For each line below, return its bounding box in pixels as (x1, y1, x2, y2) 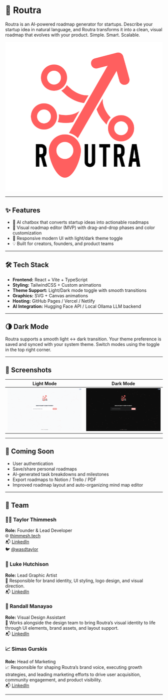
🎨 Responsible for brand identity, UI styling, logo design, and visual (5, 577, 143, 584)
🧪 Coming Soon (5, 447, 54, 456)
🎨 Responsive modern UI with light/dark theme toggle (12, 235, 123, 241)
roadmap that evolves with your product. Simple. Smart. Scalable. (5, 32, 140, 38)
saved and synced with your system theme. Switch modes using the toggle (5, 341, 160, 347)
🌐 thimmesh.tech (5, 533, 41, 539)
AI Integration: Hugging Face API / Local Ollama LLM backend (12, 303, 141, 309)
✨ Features (5, 206, 40, 214)
